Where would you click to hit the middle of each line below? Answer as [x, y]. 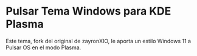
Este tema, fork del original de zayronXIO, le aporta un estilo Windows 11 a [98, 41]
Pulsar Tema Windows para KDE [88, 11]
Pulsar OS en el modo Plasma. [43, 47]
